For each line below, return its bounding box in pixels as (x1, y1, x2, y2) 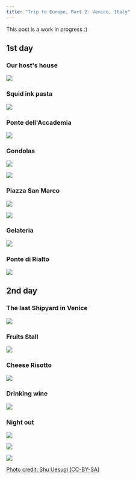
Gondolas (6, 147, 35, 155)
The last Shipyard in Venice (6, 304, 88, 312)
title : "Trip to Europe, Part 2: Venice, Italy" (6, 8, 131, 15)
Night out (6, 418, 34, 426)
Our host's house (6, 61, 58, 70)
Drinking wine (6, 389, 48, 398)
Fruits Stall (6, 332, 39, 341)
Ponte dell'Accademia (6, 118, 72, 127)
